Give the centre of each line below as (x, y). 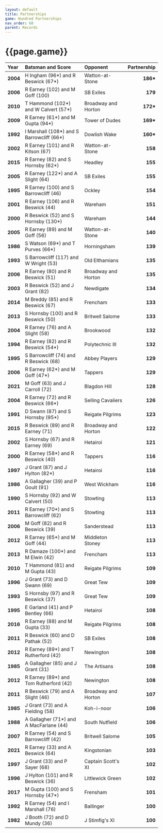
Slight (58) (37, 333)
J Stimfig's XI (99, 820)
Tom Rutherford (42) (49, 684)
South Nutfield (101, 722)
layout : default (21, 9)
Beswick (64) (40, 754)
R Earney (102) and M (50, 90)
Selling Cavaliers (103, 401)
